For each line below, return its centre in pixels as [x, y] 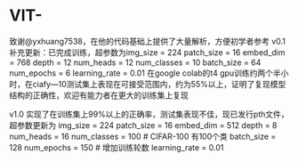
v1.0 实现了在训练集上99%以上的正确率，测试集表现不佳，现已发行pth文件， [149, 114]
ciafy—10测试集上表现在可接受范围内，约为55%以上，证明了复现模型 [159, 84]
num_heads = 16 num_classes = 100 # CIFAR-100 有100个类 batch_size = [143, 136]
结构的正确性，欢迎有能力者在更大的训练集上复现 [99, 95]
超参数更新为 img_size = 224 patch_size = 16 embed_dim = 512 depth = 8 [143, 125]
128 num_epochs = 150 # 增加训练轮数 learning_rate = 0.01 [117, 147]
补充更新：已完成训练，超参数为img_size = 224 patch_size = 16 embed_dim [148, 52]
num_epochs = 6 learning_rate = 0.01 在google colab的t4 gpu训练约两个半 [145, 73]
